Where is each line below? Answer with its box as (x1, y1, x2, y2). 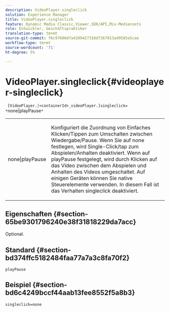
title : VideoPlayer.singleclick (5, 17, 73, 22)
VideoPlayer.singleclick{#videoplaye (5, 76, 164, 87)
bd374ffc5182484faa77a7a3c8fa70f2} (5, 253, 130, 262)
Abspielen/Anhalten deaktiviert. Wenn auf (51, 150, 150, 157)
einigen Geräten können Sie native (51, 175, 133, 182)
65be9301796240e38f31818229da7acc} (5, 217, 137, 226)
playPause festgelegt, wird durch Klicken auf (51, 156, 157, 163)
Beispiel (5, 281, 31, 289)
